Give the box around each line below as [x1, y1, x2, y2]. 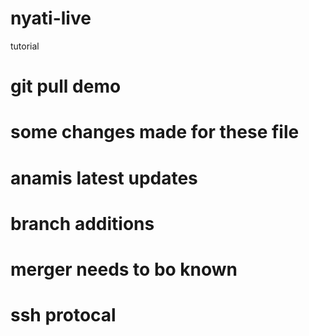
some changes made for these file [10, 121, 300, 144]
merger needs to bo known [10, 258, 238, 281]
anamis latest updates [10, 167, 198, 189]
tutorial [10, 40, 40, 52]
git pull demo [10, 75, 122, 98]
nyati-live [10, 7, 92, 30]
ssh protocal [10, 304, 117, 327]
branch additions [10, 212, 155, 235]
